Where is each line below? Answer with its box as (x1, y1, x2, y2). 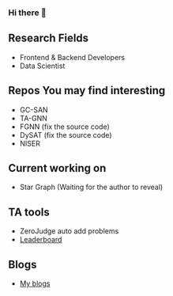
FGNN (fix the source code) (19, 122, 111, 131)
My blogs (19, 279, 51, 288)
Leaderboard (19, 235, 62, 245)
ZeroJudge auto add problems (19, 226, 119, 236)
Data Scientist (19, 61, 66, 70)
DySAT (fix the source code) (19, 130, 112, 139)
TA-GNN (19, 113, 47, 123)
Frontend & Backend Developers (19, 52, 125, 62)
